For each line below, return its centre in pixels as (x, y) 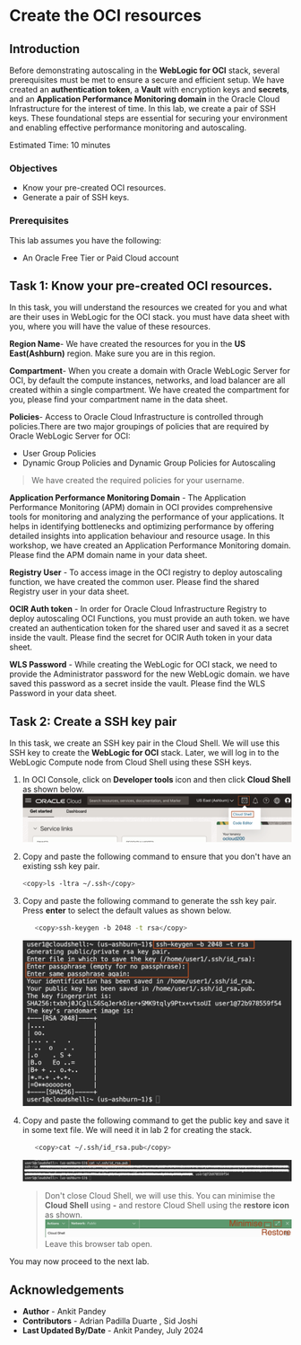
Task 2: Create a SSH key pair (93, 721)
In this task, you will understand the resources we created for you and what (148, 307)
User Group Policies (59, 454)
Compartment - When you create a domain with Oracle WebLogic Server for (150, 371)
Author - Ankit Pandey (64, 1312)
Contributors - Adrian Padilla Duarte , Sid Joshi (110, 1321)
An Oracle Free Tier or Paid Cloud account (100, 258)
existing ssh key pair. (61, 866)
